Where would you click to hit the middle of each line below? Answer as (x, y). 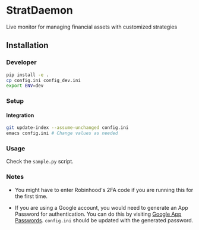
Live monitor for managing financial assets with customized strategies (92, 27)
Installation (27, 45)
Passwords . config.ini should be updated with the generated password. (104, 220)
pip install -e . (28, 75)
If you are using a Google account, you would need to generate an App (101, 207)
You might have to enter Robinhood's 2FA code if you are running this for (104, 190)
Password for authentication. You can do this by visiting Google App (98, 214)
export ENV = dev (25, 86)
